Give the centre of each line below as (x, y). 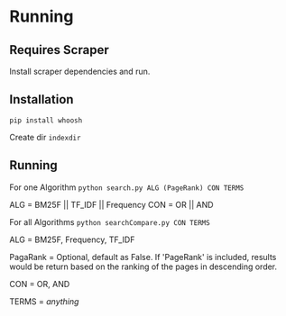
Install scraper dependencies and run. (80, 71)
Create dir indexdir (45, 137)
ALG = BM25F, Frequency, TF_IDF (72, 239)
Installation (42, 99)
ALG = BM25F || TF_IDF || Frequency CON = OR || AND (111, 204)
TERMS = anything (44, 301)
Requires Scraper (60, 50)
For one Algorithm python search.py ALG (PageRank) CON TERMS (127, 187)
